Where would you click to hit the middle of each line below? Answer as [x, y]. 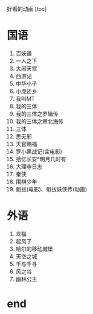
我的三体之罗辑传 [37, 114]
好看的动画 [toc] [27, 9]
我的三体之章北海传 [40, 121]
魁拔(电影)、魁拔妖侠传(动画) [51, 189]
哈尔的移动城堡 [34, 249]
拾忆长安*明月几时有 [41, 159]
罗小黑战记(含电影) [39, 151]
